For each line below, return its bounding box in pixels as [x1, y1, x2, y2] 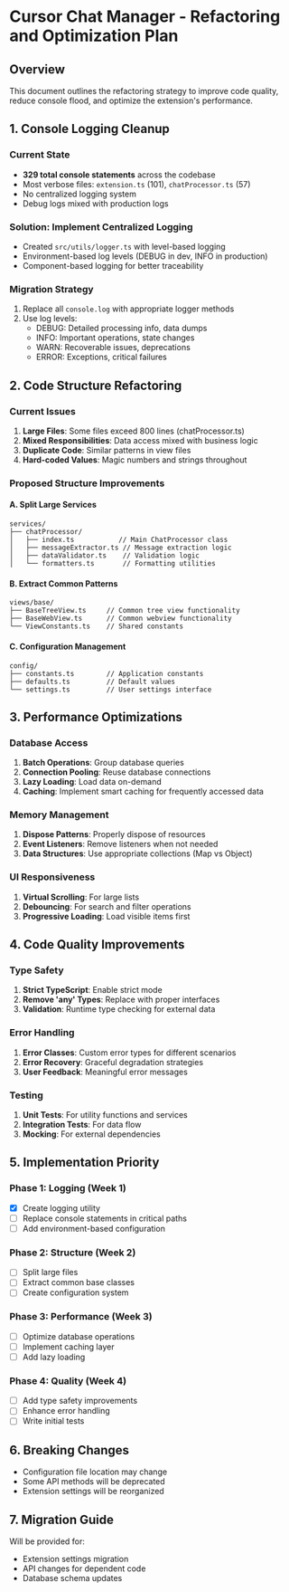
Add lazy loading [22, 1351, 86, 1362]
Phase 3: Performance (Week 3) [9, 1311, 153, 1323]
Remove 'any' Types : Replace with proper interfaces [22, 994, 220, 1006]
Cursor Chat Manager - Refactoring [9, 6, 281, 27]
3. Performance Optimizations [9, 709, 183, 725]
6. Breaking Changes [9, 1442, 129, 1458]
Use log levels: [22, 313, 78, 324]
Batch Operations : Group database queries [22, 758, 185, 768]
